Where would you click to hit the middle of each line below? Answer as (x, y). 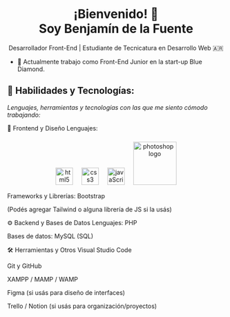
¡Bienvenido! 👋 (116, 14)
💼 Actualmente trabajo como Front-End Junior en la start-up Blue (109, 61)
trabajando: (24, 115)
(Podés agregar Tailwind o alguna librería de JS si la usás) (90, 209)
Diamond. (31, 69)
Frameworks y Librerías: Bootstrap (56, 195)
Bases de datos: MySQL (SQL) (50, 236)
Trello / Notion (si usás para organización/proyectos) (82, 306)
